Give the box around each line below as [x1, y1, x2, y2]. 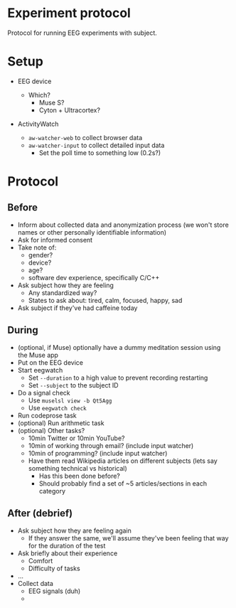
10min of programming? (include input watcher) [28, 449, 168, 457]
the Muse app [17, 351, 59, 359]
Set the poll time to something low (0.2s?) [38, 148, 161, 157]
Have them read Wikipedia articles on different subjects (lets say [28, 457, 218, 465]
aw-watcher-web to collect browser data [28, 133, 143, 142]
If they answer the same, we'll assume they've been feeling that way [28, 533, 229, 542]
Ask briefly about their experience [17, 549, 118, 558]
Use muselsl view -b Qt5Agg [28, 396, 112, 405]
